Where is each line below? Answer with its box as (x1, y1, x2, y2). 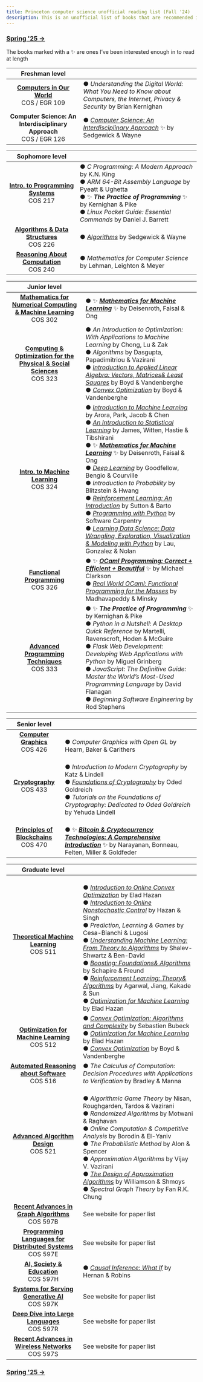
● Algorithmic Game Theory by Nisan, (83, 1094, 192, 1103)
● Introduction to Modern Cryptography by (65, 763, 188, 771)
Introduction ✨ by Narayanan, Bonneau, (65, 840, 179, 849)
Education (28, 1267, 59, 1276)
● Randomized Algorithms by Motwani (83, 1109, 193, 1118)
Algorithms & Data (14, 225, 69, 233)
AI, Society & (24, 1259, 62, 1268)
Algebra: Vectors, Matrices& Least (85, 370, 183, 379)
